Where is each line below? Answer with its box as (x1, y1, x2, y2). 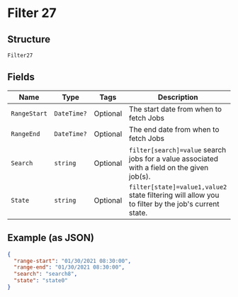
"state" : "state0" (13, 277, 69, 284)
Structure (7, 33, 51, 45)
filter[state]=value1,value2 (128, 183, 227, 191)
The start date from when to (128, 104, 222, 114)
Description (158, 92, 198, 102)
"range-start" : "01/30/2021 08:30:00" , (13, 257, 132, 264)
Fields (7, 71, 35, 83)
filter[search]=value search (128, 145, 227, 155)
